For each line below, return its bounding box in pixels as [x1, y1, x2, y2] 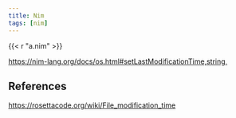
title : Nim [8, 11, 45, 20]
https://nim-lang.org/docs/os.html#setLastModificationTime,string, [8, 57, 228, 66]
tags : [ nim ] [8, 19, 48, 27]
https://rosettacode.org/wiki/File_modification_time [8, 100, 176, 110]
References [8, 79, 67, 92]
